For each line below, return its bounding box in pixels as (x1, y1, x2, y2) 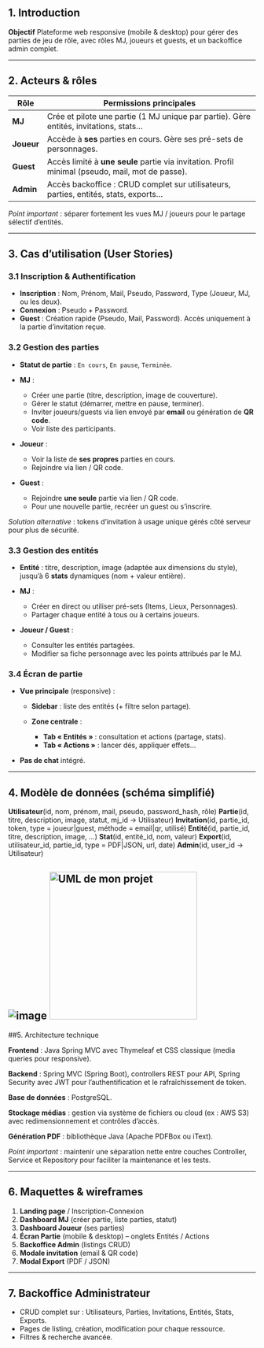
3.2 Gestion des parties (8, 342, 100, 353)
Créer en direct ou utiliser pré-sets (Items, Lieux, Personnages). (31, 602, 238, 611)
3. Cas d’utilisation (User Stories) (8, 247, 174, 261)
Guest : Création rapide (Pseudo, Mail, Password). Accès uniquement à (19, 314, 251, 324)
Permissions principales (103, 98, 196, 109)
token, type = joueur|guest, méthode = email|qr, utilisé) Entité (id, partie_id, (8, 824, 251, 833)
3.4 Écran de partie (8, 668, 83, 680)
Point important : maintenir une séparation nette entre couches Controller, (8, 1146, 247, 1156)
